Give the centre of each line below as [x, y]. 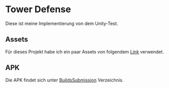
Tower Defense [38, 9]
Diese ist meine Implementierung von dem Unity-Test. [62, 23]
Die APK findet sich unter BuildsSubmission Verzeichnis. [65, 80]
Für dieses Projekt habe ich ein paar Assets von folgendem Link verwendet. [85, 51]
